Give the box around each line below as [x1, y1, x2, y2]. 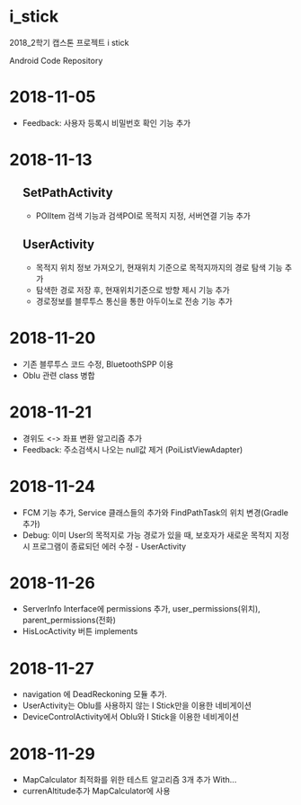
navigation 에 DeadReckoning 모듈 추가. [22, 689, 168, 700]
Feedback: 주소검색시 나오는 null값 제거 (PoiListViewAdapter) [22, 443, 243, 455]
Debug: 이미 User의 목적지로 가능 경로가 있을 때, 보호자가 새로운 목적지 [22, 529, 273, 541]
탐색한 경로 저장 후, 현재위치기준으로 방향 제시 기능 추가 [35, 284, 231, 295]
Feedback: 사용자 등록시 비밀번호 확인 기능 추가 [22, 117, 191, 128]
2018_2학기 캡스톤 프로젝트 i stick [9, 37, 129, 48]
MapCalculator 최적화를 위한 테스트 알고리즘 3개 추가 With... [22, 774, 237, 785]
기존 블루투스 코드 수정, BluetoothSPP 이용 [22, 358, 174, 370]
